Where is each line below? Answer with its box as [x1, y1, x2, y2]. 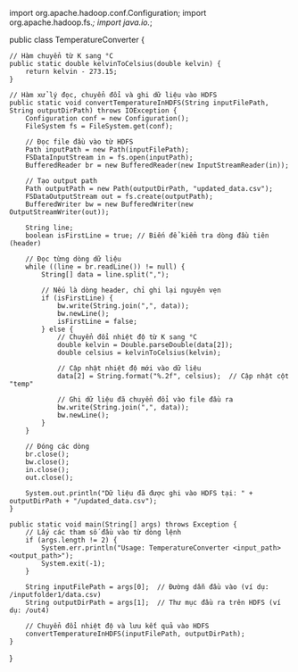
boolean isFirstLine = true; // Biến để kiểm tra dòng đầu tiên [25, 231, 269, 240]
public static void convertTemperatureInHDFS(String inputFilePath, [9, 98, 269, 107]
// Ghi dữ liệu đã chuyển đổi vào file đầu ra [56, 395, 234, 404]
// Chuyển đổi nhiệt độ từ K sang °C [56, 333, 198, 342]
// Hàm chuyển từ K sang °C [9, 52, 114, 61]
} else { [41, 325, 74, 334]
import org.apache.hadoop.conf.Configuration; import [9, 8, 207, 18]
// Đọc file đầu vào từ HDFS [25, 137, 134, 146]
